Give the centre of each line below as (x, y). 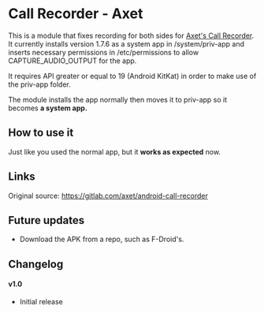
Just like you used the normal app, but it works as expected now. (115, 151)
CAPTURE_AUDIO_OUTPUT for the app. (73, 61)
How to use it (41, 133)
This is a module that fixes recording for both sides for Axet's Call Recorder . (131, 35)
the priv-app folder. (39, 84)
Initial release (41, 301)
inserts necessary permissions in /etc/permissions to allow (104, 52)
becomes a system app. (48, 108)
